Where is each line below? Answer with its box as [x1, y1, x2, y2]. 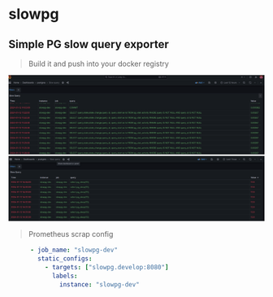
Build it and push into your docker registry [28, 59, 169, 68]
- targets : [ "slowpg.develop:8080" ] [44, 264, 169, 272]
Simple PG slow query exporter [8, 37, 169, 51]
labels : [51, 272, 79, 281]
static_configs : [37, 255, 93, 263]
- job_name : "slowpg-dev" [29, 246, 118, 255]
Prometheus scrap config [28, 229, 114, 239]
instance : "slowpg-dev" [59, 280, 140, 289]
